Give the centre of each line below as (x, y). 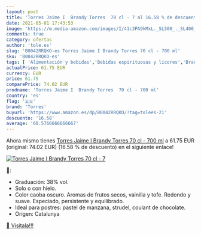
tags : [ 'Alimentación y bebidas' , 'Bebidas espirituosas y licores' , (95, 62)
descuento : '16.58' (31, 118)
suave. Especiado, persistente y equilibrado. (69, 201)
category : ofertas (29, 40)
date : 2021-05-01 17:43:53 (40, 23)
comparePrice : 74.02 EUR (37, 85)
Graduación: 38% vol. (42, 182)
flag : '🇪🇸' (21, 101)
